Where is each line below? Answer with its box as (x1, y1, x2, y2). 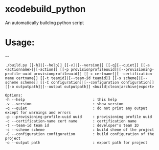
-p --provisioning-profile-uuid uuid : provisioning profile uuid (5, 114, 152, 119)
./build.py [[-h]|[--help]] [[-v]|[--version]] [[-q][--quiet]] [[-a (5, 62, 150, 67)
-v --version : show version (5, 101, 124, 106)
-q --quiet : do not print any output (5, 106, 148, 111)
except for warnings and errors (5, 110, 71, 115)
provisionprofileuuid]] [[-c (33, 71, 93, 76)
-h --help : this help (5, 97, 117, 102)
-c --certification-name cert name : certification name (5, 119, 137, 123)
